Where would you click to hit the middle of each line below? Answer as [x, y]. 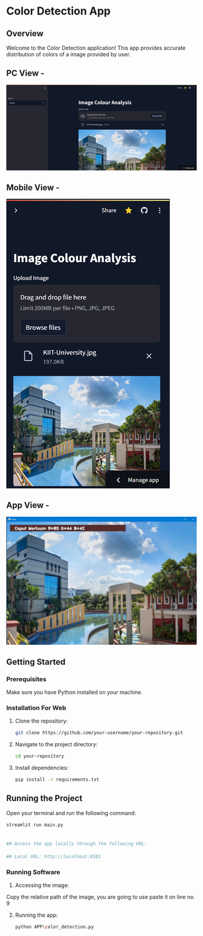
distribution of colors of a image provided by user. [69, 54]
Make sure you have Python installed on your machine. [75, 692]
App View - [28, 505]
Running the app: [36, 915]
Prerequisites [26, 679]
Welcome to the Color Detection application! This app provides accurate [96, 48]
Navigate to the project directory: [56, 744]
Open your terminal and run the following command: [71, 813]
